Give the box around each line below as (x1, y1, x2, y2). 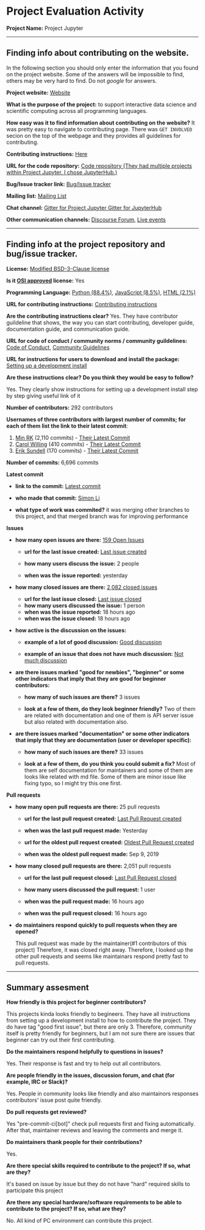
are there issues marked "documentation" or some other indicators (15, 730, 190, 737)
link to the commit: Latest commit (15, 482, 101, 489)
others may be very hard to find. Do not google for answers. (6, 77, 157, 84)
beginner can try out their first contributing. (6, 1036, 116, 1044)
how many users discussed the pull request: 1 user (24, 886, 156, 893)
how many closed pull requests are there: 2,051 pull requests (15, 862, 171, 869)
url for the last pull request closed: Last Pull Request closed (24, 874, 177, 881)
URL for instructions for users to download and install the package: (6, 355, 180, 362)
